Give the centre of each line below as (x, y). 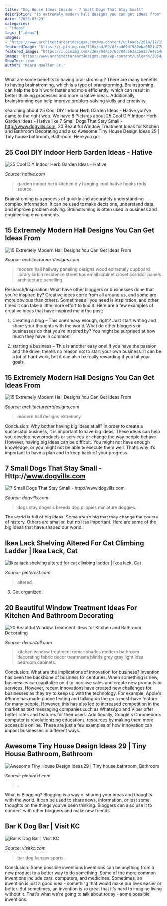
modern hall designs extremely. (49, 416)
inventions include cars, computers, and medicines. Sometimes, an (74, 878)
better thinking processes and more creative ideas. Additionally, (70, 96)
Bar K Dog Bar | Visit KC (42, 827)
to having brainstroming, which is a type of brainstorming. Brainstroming (79, 85)
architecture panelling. (40, 280)
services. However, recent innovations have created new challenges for (78, 688)
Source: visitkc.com (25, 848)
